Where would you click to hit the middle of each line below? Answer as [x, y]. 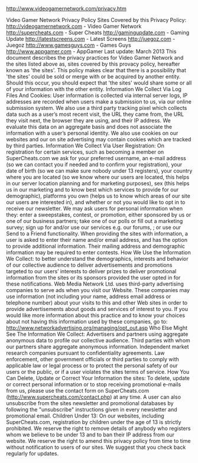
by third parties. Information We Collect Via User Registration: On [85, 145]
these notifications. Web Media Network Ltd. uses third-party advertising [95, 284]
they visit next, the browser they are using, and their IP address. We [89, 120]
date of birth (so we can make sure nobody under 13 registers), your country [99, 171]
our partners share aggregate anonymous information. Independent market [98, 347]
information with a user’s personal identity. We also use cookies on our [92, 133]
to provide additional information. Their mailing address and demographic [95, 246]
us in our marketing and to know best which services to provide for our [92, 190]
